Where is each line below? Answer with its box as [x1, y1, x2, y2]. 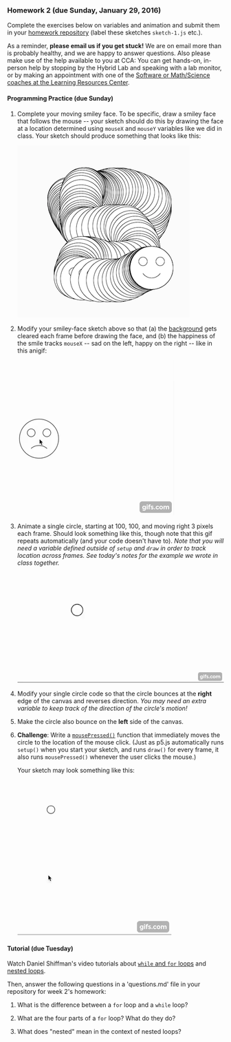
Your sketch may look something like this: [16, 767, 135, 775]
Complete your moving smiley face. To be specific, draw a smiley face [16, 110, 217, 118]
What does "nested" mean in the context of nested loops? [16, 1028, 182, 1036]
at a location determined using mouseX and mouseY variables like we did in [16, 124, 222, 132]
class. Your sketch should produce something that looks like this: [16, 132, 201, 140]
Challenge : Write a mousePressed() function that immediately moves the [16, 731, 221, 739]
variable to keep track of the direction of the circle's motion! [16, 705, 188, 713]
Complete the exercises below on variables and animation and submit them [7, 21, 220, 30]
